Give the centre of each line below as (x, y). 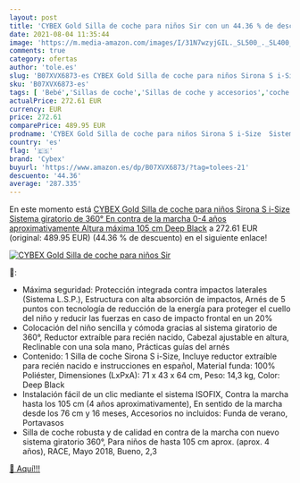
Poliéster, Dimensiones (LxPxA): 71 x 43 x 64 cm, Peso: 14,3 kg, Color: (151, 376)
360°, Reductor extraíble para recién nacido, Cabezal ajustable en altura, (156, 337)
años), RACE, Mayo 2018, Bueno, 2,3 (90, 452)
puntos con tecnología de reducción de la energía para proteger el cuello (156, 309)
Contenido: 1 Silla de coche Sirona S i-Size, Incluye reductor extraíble (150, 356)
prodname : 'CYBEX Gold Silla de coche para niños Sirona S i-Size (135, 134)
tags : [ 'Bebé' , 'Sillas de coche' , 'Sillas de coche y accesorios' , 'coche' (151, 92)
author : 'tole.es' (43, 68)
